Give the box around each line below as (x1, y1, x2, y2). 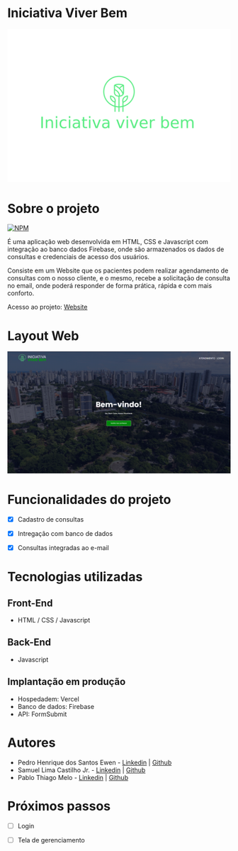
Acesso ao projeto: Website (7, 303, 88, 312)
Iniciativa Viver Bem (7, 5, 127, 21)
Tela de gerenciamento (17, 835, 85, 844)
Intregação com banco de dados (17, 529, 113, 537)
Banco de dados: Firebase (17, 702, 94, 710)
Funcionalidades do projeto (7, 492, 171, 508)
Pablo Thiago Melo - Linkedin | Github (17, 773, 129, 781)
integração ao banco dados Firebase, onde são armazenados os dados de (7, 245, 225, 253)
